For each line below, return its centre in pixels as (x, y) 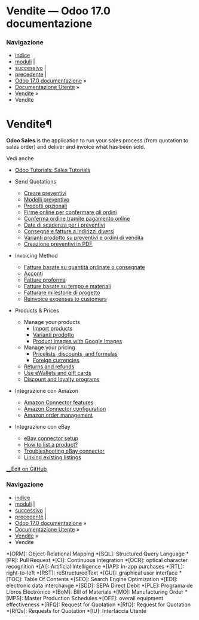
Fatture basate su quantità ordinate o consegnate (84, 267)
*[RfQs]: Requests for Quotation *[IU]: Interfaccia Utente (76, 610)
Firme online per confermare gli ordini (70, 212)
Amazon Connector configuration (65, 409)
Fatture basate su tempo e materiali (67, 286)
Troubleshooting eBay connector (64, 451)
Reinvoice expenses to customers (65, 299)
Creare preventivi (45, 193)
